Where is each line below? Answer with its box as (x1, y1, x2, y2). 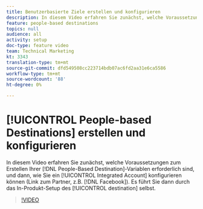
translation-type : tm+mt (6, 59, 69, 65)
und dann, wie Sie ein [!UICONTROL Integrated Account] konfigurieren (6, 172, 182, 179)
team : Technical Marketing (6, 48, 74, 54)
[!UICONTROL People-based (6, 113, 152, 127)
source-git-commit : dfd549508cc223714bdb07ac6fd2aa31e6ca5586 (6, 65, 166, 71)
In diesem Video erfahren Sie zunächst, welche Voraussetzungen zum (6, 158, 181, 166)
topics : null (6, 25, 39, 32)
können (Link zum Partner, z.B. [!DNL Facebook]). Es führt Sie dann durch (6, 178, 190, 185)
